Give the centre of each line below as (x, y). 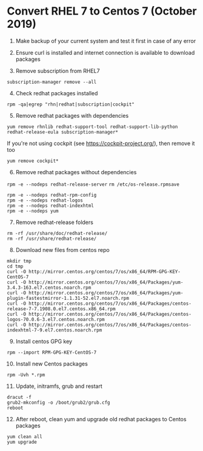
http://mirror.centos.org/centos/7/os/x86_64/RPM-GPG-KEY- (105, 271)
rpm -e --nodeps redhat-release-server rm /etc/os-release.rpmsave (93, 184)
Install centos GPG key (44, 341)
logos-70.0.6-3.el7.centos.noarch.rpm (56, 319)
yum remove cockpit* (33, 161)
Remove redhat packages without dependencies (76, 172)
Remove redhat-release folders (54, 222)
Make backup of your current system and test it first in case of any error (106, 41)
